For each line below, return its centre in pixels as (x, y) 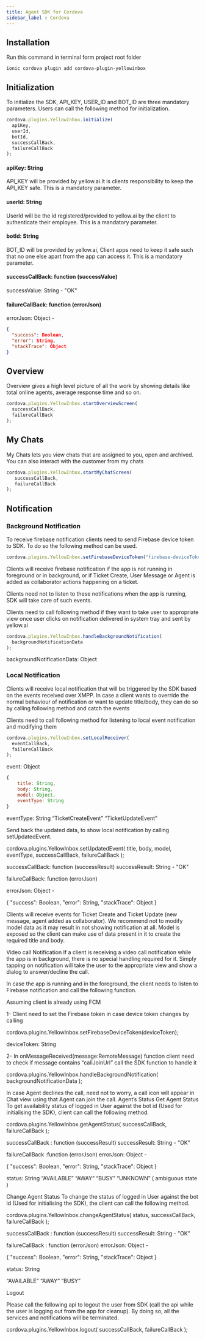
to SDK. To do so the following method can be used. (72, 545)
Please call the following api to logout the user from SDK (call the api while (100, 1304)
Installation (28, 43)
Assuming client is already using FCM (54, 1002)
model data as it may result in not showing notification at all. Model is (93, 927)
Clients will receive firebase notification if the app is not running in (89, 569)
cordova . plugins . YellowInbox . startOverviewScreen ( (72, 404)
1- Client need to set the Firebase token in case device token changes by (98, 1014)
